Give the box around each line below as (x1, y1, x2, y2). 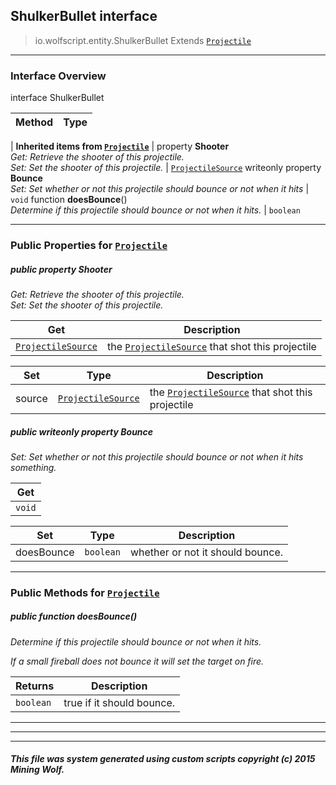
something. (10, 461, 57, 473)
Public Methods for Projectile (10, 585, 160, 599)
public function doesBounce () (10, 610, 138, 623)
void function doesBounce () (10, 194, 128, 206)
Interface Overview (10, 69, 107, 83)
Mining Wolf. (10, 764, 65, 776)
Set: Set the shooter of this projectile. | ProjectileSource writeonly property (10, 162, 322, 174)
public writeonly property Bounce (10, 425, 154, 438)
